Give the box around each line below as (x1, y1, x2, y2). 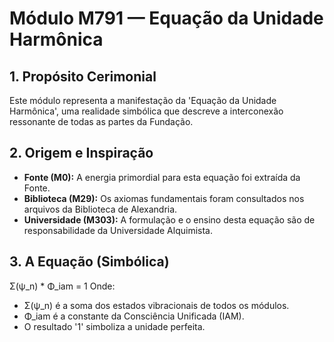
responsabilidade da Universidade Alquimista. (23, 224, 213, 236)
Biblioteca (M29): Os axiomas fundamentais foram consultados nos (23, 192, 305, 204)
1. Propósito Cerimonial (9, 68, 157, 85)
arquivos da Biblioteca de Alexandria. (23, 203, 178, 215)
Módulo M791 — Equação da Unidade (9, 7, 324, 30)
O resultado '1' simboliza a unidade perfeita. (23, 320, 206, 332)
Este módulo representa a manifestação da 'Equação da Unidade (9, 95, 277, 106)
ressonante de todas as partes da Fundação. (9, 116, 194, 127)
